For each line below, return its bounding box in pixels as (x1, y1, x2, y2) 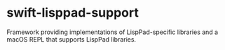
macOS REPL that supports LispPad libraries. (6, 35, 137, 43)
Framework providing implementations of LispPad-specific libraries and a (6, 28, 219, 36)
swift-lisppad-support (6, 5, 139, 21)
